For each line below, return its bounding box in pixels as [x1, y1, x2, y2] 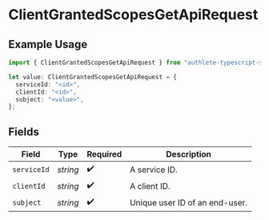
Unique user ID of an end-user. [129, 197, 248, 208]
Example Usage [8, 38, 88, 51]
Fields [8, 125, 40, 138]
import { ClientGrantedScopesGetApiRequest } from [8, 58, 181, 66]
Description [165, 149, 212, 160]
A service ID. [129, 164, 178, 175]
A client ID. [129, 180, 171, 191]
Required [86, 149, 122, 160]
